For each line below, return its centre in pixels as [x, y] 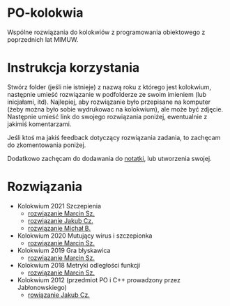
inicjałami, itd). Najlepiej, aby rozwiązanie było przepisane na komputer [109, 102]
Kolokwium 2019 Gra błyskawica [64, 250]
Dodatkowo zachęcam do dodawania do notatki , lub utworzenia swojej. [109, 158]
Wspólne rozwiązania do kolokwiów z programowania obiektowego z [106, 32]
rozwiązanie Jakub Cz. [60, 220]
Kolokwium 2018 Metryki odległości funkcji [79, 265]
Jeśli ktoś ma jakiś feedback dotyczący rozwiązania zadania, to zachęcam [114, 137]
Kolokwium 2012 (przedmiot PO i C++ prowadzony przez [99, 280]
